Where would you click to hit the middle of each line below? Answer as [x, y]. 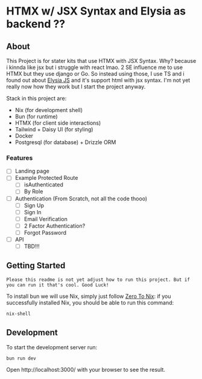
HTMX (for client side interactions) [58, 123]
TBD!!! [32, 246]
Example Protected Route [46, 178]
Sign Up [34, 205]
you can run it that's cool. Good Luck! [58, 285]
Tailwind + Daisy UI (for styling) [54, 129]
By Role [33, 191]
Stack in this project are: [36, 98]
